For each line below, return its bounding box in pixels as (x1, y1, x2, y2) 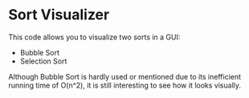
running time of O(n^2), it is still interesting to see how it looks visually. (8, 80, 242, 90)
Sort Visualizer (8, 6, 110, 24)
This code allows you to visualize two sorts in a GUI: (8, 32, 181, 42)
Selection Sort (19, 56, 67, 66)
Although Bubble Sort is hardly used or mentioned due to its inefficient (8, 71, 242, 81)
